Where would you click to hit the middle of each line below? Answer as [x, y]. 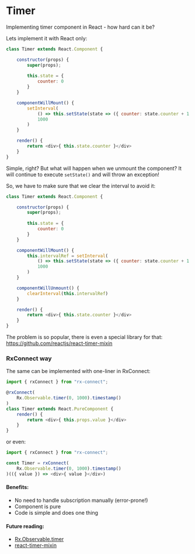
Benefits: [18, 487]
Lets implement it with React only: [47, 38]
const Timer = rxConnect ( [37, 463]
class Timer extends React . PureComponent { [60, 409]
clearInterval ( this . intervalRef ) [68, 293]
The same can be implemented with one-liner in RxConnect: [78, 371]
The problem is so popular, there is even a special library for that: [84, 337]
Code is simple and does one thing [56, 512]
